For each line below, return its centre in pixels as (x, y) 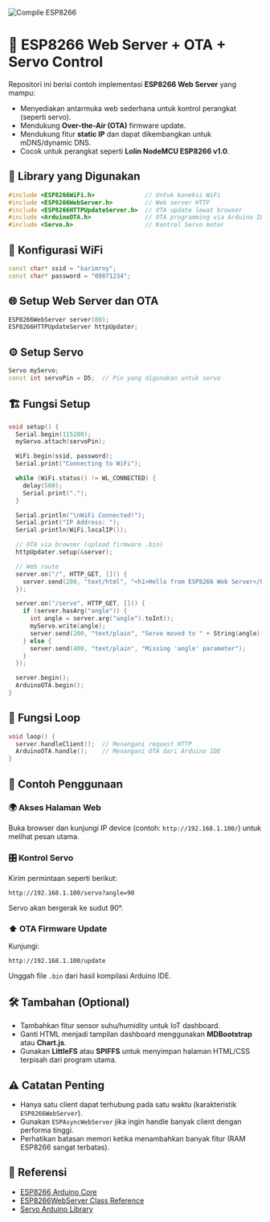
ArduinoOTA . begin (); (50, 685)
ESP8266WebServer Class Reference (82, 1200)
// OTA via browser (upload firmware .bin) (89, 545)
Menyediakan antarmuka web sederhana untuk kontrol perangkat (128, 108)
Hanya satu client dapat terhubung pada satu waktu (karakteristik (128, 1105)
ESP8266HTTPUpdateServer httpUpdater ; (73, 327)
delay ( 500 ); (43, 486)
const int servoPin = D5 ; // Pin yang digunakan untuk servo (115, 378)
